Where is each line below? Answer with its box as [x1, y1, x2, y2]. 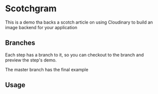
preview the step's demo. [5, 57, 57, 63]
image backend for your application [5, 24, 78, 30]
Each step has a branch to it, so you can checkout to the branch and [5, 52, 144, 58]
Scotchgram [5, 3, 57, 14]
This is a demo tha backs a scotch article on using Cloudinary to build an [5, 19, 153, 25]
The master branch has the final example [5, 66, 89, 72]
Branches [5, 39, 36, 47]
